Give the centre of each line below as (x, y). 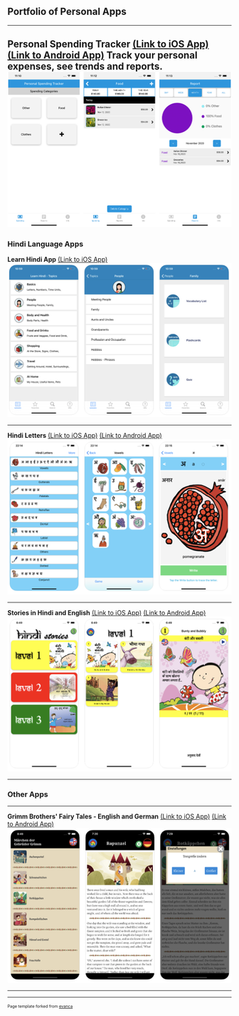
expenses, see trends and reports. (85, 67)
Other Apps (28, 794)
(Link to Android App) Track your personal (102, 55)
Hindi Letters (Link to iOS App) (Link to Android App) (85, 436)
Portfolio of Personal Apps (67, 12)
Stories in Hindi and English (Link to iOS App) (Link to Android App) (107, 613)
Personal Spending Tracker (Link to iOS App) (108, 45)
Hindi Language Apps (46, 244)
